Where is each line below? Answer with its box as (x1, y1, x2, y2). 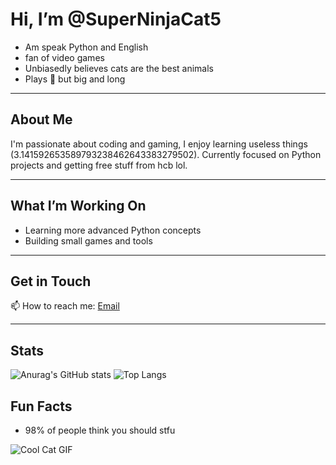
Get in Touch (10, 273, 92, 290)
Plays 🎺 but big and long (24, 73, 126, 85)
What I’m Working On (10, 198, 147, 215)
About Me (10, 111, 73, 128)
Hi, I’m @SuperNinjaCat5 (10, 8, 222, 31)
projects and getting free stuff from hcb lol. (10, 159, 188, 171)
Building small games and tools (24, 234, 153, 247)
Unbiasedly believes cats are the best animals (24, 62, 214, 74)
